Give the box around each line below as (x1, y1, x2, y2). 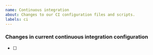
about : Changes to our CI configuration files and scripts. (5, 12, 136, 17)
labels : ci (5, 17, 28, 22)
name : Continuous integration (5, 7, 70, 13)
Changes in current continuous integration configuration (5, 33, 148, 40)
